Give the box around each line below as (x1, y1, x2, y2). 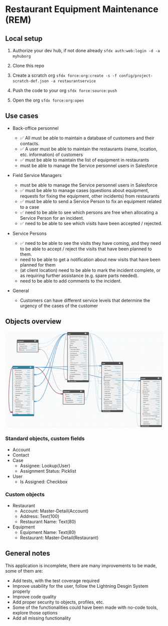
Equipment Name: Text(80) (20, 529, 76, 535)
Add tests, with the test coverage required (12, 577, 100, 584)
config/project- (119, 73, 153, 78)
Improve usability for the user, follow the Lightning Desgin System (12, 583, 149, 589)
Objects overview (5, 317, 62, 326)
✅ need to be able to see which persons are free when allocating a (20, 209, 158, 215)
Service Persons (12, 230, 47, 236)
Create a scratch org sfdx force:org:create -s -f (12, 72, 117, 78)
